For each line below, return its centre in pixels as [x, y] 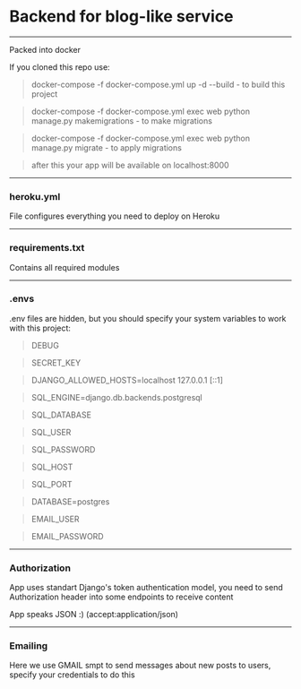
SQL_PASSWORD [63, 449]
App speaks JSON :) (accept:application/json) [94, 615]
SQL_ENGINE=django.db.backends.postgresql [117, 397]
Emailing [29, 646]
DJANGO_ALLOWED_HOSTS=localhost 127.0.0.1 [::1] [127, 380]
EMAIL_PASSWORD [68, 536]
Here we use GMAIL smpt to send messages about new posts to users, [140, 666]
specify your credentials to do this [73, 675]
